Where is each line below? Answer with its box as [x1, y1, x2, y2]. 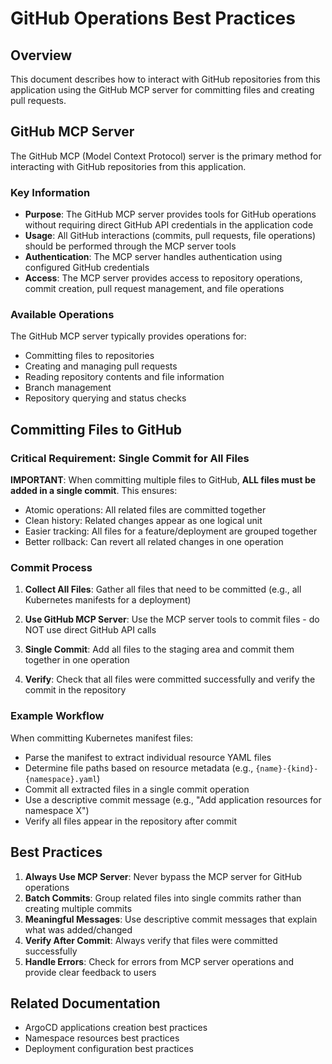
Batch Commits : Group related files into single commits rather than [24, 892, 302, 904]
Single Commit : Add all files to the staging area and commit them [24, 643, 295, 656]
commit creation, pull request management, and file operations [24, 283, 285, 295]
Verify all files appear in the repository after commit [24, 815, 238, 827]
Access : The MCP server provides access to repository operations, [24, 272, 303, 284]
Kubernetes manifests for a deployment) [24, 594, 192, 606]
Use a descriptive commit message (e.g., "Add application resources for [24, 793, 322, 806]
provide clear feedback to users [24, 966, 157, 978]
